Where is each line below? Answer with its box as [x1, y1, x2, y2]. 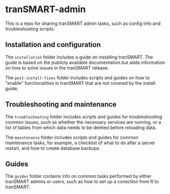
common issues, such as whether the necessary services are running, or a [5, 119, 161, 125]
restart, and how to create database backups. [5, 145, 100, 151]
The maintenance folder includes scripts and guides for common [5, 134, 139, 140]
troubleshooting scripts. [5, 25, 55, 31]
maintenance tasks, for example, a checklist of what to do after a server [5, 140, 156, 146]
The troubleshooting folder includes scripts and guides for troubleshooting [5, 113, 162, 120]
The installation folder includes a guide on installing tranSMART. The [5, 54, 153, 60]
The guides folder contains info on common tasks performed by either [5, 173, 152, 179]
